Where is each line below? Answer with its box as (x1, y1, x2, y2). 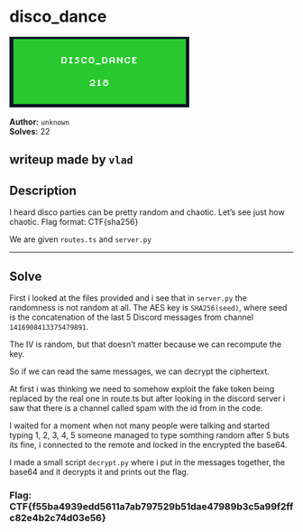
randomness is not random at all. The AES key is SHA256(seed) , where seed (9, 302, 288, 313)
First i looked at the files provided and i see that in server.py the (9, 292, 248, 303)
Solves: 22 (9, 126, 50, 136)
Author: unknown (9, 116, 70, 127)
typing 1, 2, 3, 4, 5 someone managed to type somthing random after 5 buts (9, 429, 290, 440)
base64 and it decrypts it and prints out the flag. (9, 466, 189, 477)
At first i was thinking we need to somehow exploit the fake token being (9, 383, 275, 394)
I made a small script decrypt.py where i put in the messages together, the (9, 456, 286, 467)
